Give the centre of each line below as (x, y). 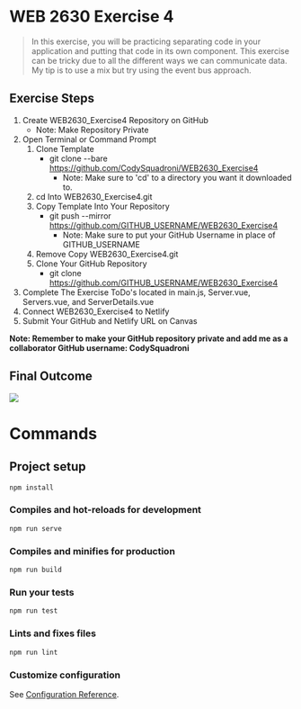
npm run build (36, 570)
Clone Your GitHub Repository (91, 264)
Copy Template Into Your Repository (103, 206)
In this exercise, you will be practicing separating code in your (146, 41)
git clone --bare (78, 158)
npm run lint (34, 652)
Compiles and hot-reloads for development (106, 510)
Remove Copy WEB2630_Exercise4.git (107, 254)
